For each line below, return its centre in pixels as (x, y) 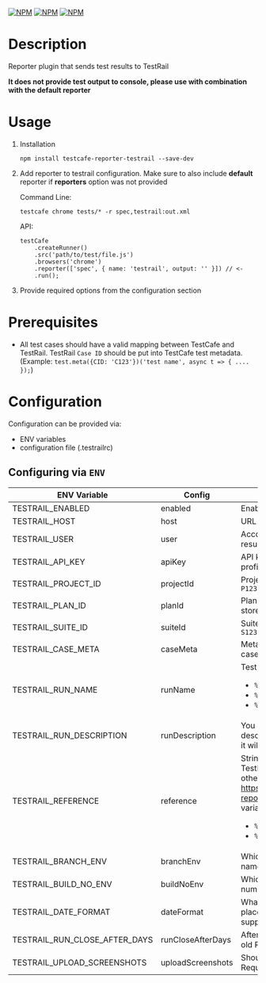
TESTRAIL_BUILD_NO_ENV (62, 884)
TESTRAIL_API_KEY (49, 562)
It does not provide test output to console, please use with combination (128, 81)
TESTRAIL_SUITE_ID (50, 627)
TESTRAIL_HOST (44, 521)
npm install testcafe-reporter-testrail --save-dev (106, 159)
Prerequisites (53, 323)
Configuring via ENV (57, 472)
